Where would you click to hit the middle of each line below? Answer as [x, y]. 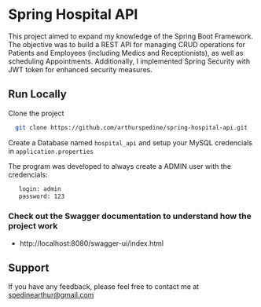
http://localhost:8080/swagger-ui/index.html [91, 243]
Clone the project [36, 113]
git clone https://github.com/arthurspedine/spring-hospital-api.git [131, 127]
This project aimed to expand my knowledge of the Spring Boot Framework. [131, 36]
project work [33, 226]
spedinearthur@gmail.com [51, 295]
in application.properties [51, 151]
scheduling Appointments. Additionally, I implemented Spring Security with [129, 61]
